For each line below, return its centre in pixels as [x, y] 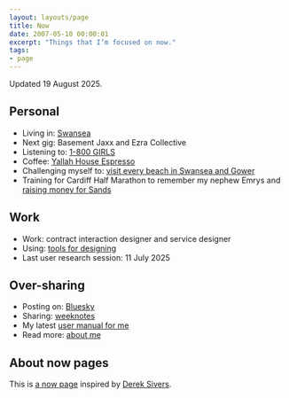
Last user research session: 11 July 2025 [96, 257]
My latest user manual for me [75, 325]
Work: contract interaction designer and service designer [126, 238]
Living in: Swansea [56, 133]
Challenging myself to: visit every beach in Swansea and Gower [138, 170]
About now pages [59, 363]
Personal [35, 112]
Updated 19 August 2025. [56, 84]
